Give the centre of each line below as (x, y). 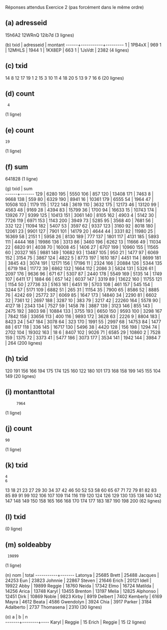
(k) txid (17, 465)
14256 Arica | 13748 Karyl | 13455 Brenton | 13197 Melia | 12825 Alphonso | (82, 591)
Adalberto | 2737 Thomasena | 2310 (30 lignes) (54, 607)
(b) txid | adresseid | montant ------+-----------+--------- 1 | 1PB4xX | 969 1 (83, 45)
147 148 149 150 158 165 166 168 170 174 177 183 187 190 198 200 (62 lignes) (83, 501)
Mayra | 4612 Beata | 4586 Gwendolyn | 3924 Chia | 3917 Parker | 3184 (79, 601)
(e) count (20, 130)
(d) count (20, 94)
